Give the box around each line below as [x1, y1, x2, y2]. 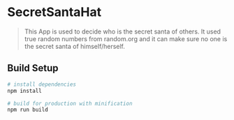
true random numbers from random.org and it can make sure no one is [24, 34, 228, 43]
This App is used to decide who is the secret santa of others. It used [24, 27, 221, 36]
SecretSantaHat [7, 4, 102, 20]
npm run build [7, 106, 49, 114]
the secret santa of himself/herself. [24, 42, 126, 50]
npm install [7, 87, 42, 94]
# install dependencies [7, 81, 77, 88]
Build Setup [7, 62, 59, 74]
